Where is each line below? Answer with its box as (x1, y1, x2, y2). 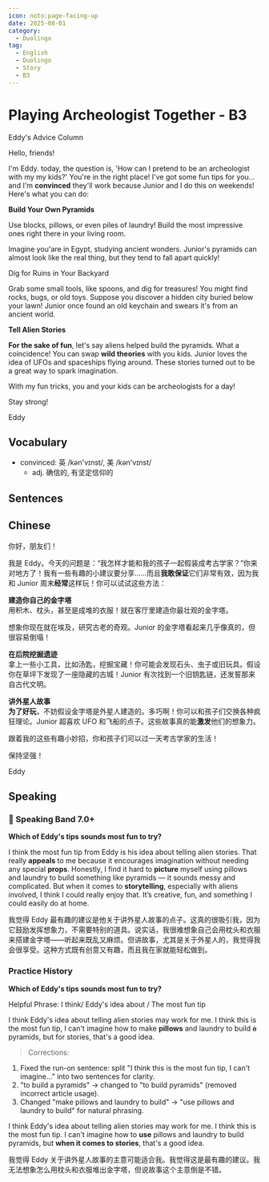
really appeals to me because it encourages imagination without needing (8, 856, 250, 865)
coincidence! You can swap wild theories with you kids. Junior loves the (8, 349, 248, 358)
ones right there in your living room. (8, 228, 126, 238)
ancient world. (8, 309, 56, 319)
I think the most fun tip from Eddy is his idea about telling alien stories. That (8, 847, 258, 857)
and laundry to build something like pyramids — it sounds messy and (8, 873, 236, 882)
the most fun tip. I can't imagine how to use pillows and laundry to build (8, 1129, 244, 1139)
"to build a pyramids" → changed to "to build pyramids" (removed (19, 1079, 237, 1090)
